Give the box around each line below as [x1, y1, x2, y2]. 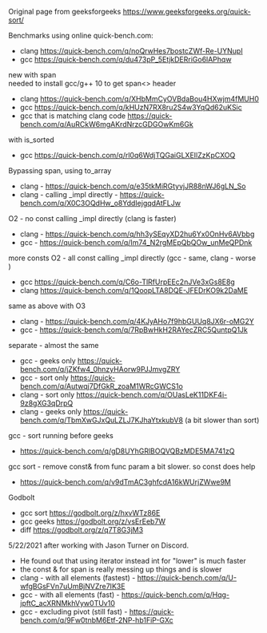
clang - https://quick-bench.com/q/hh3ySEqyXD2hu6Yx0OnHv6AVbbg [19, 229, 255, 239]
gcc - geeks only [19, 356, 76, 366]
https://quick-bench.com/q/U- [137, 573, 237, 582]
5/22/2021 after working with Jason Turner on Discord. [8, 540, 189, 550]
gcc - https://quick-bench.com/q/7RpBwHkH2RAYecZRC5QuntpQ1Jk [19, 325, 248, 334]
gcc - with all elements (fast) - [19, 590, 120, 599]
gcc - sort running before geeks [8, 431, 114, 440]
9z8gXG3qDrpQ [19, 398, 74, 408]
